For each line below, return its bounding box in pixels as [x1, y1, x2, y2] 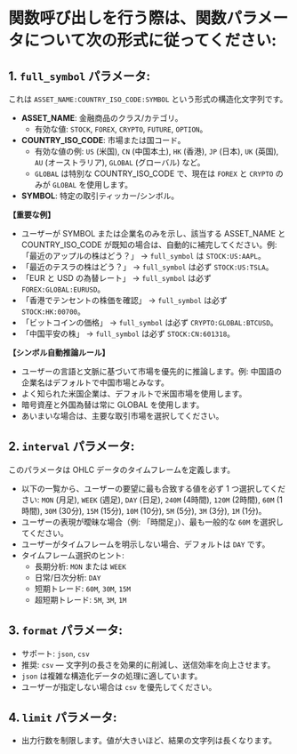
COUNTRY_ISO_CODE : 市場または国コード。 [20, 135, 186, 145]
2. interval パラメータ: [8, 439, 135, 454]
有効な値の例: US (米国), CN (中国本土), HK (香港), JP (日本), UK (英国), [34, 146, 279, 156]
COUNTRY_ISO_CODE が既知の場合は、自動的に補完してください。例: [20, 239, 277, 250]
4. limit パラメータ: [8, 710, 117, 726]
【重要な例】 [8, 210, 55, 220]
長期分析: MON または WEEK [34, 561, 126, 572]
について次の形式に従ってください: [24, 30, 277, 51]
